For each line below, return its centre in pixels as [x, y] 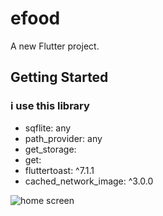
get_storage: [50, 149]
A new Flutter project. [55, 46]
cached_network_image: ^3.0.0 [89, 181]
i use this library [50, 106]
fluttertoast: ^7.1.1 [59, 170]
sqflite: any [48, 128]
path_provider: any [63, 138]
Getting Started [59, 77]
